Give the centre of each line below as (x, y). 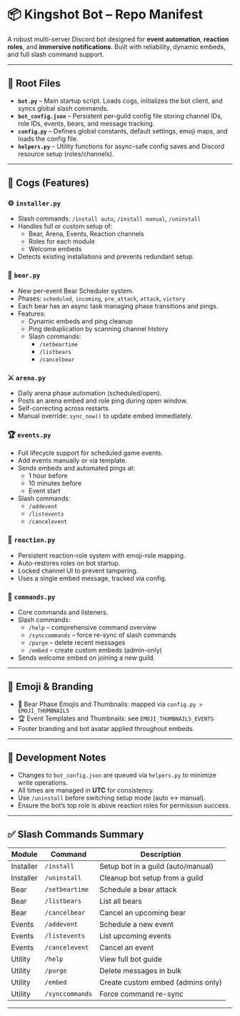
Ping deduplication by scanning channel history (98, 328)
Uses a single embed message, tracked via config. (92, 578)
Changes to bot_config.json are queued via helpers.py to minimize (117, 775)
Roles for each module (61, 241)
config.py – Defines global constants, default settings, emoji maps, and (123, 131)
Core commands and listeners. (63, 612)
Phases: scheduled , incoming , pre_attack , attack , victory (101, 298)
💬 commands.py (31, 596)
